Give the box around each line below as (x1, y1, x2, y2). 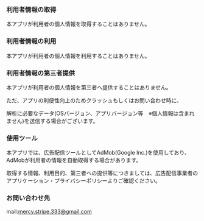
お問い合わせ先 (6, 194, 51, 202)
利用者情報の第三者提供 (6, 69, 75, 77)
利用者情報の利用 (6, 37, 57, 46)
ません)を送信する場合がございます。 (6, 117, 99, 124)
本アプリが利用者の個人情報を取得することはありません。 (6, 20, 150, 28)
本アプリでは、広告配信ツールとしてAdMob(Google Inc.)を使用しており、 (6, 149, 190, 156)
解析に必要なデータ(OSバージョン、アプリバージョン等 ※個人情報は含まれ (6, 110, 195, 117)
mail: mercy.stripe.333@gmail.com (6, 208, 93, 216)
